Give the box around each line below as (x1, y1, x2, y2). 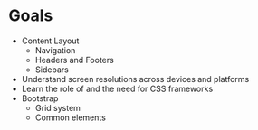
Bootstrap (21, 92, 59, 104)
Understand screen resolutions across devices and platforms (21, 73, 250, 84)
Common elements (34, 112, 106, 123)
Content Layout (21, 35, 80, 46)
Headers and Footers (34, 54, 114, 65)
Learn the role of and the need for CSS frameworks (21, 83, 214, 94)
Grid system (34, 102, 81, 113)
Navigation (34, 44, 76, 55)
